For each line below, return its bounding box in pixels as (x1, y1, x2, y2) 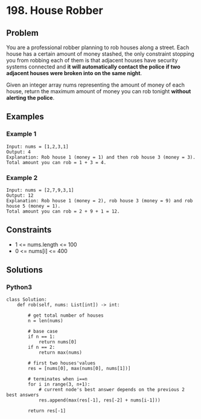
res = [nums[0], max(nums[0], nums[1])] (28, 366, 131, 372)
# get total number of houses (28, 312, 104, 318)
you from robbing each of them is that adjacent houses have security (6, 57, 178, 64)
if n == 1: (28, 334, 56, 340)
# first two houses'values (28, 360, 96, 366)
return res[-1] (28, 408, 66, 414)
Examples (6, 111, 44, 122)
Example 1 (6, 130, 37, 138)
